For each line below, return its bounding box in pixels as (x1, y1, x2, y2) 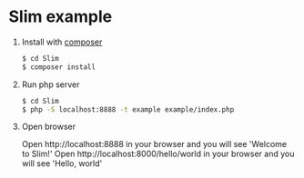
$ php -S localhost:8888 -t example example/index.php (21, 104, 235, 114)
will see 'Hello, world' (21, 158, 103, 169)
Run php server (21, 79, 80, 90)
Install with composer (21, 36, 103, 47)
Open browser (21, 121, 76, 133)
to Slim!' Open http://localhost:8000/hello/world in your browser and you (21, 148, 295, 160)
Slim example (8, 6, 113, 27)
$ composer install (21, 62, 96, 72)
